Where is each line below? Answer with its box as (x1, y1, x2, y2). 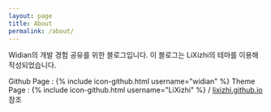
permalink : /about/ (8, 27, 75, 35)
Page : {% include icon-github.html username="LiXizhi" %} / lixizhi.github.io (8, 85, 263, 95)
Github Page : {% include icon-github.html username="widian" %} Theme (8, 76, 256, 86)
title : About (8, 19, 53, 28)
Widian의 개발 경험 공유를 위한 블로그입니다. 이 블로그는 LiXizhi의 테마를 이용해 (8, 50, 259, 60)
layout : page (8, 11, 53, 20)
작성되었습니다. (8, 60, 57, 70)
